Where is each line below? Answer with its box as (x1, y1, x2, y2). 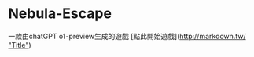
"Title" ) (8, 40, 31, 49)
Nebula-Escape (8, 5, 112, 23)
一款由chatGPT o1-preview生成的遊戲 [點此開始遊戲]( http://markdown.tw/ (8, 31, 246, 41)
